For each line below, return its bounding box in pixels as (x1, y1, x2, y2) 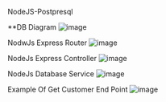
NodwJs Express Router (7, 38, 88, 47)
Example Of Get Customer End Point (7, 84, 128, 94)
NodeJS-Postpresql (7, 7, 73, 16)
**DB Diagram (7, 22, 57, 31)
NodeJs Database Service (7, 69, 94, 79)
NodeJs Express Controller (7, 54, 98, 63)
